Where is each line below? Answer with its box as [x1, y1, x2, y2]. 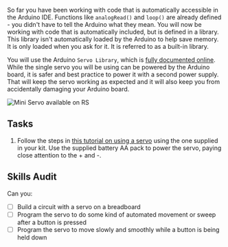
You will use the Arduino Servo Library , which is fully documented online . [7, 56, 216, 64]
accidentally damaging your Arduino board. [7, 85, 130, 93]
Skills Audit [7, 171, 57, 183]
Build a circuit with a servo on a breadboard [16, 202, 141, 211]
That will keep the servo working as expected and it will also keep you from [7, 78, 220, 85]
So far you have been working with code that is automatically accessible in [7, 6, 218, 14]
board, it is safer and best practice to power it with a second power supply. [7, 70, 219, 78]
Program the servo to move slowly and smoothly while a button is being [16, 225, 220, 233]
